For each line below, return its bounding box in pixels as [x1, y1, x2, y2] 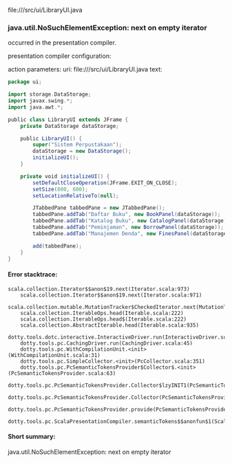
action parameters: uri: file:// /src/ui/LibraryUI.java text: [8, 65, 162, 74]
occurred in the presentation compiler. [8, 39, 116, 47]
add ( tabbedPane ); [32, 242, 82, 250]
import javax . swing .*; [8, 98, 73, 105]
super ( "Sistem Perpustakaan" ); [32, 141, 123, 149]
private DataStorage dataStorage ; [20, 122, 119, 129]
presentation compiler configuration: [8, 52, 112, 61]
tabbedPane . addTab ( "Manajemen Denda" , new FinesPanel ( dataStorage [32, 230, 227, 237]
